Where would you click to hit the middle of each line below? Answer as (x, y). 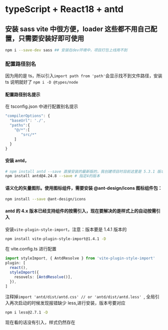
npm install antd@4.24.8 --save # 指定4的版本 (52, 176)
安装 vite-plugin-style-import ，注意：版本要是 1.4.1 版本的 (66, 229)
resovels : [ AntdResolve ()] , (43, 277)
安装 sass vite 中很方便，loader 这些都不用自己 (78, 29)
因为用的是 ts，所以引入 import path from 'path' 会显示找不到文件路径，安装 (84, 76)
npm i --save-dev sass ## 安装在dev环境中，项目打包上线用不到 (66, 50)
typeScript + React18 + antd (64, 9)
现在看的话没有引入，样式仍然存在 (40, 322)
